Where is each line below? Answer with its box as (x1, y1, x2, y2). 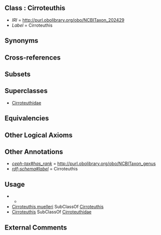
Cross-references (4, 53, 61, 62)
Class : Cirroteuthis (4, 4, 66, 12)
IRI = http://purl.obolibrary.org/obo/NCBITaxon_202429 (11, 17, 124, 23)
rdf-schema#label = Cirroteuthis (11, 166, 78, 172)
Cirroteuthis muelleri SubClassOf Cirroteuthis (11, 204, 104, 210)
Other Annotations (4, 147, 63, 156)
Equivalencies (4, 114, 49, 123)
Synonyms (4, 36, 39, 45)
